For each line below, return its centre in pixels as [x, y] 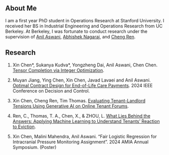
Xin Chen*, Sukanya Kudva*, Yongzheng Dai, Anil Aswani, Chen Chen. [85, 65]
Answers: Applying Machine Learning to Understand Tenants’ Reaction [86, 121]
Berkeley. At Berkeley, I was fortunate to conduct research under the [76, 31]
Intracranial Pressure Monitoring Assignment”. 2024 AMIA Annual [80, 142]
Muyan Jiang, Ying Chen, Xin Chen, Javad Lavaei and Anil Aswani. [81, 80]
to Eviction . [24, 127]
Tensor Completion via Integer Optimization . [58, 70]
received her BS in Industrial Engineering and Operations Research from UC [84, 26]
